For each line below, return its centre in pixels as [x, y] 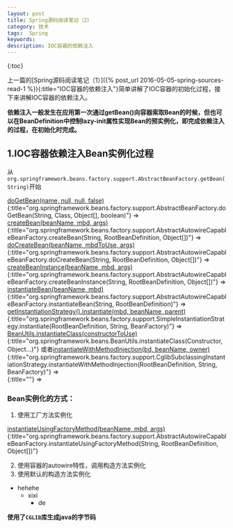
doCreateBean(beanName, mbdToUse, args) [71, 245]
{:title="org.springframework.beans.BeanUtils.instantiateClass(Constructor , [115, 341]
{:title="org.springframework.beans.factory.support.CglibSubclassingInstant [116, 357]
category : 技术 [28, 26]
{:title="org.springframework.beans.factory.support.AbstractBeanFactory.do [116, 208]
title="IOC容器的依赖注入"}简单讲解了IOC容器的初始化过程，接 [131, 89]
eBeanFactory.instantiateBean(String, [61, 304]
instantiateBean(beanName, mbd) [56, 289]
